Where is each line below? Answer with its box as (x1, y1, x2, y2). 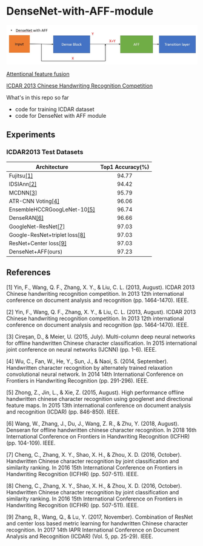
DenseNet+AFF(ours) (8, 248, 62, 256)
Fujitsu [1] (8, 172, 33, 180)
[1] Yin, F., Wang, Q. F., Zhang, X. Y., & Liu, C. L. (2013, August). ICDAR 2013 (6, 284, 195, 291)
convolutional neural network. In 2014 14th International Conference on (6, 370, 184, 378)
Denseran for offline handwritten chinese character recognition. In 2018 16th (6, 426, 197, 434)
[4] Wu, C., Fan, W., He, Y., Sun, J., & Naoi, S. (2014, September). (6, 357, 168, 365)
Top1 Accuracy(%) (99, 163, 150, 171)
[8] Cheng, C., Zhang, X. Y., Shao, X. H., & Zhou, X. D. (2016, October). (6, 482, 182, 490)
